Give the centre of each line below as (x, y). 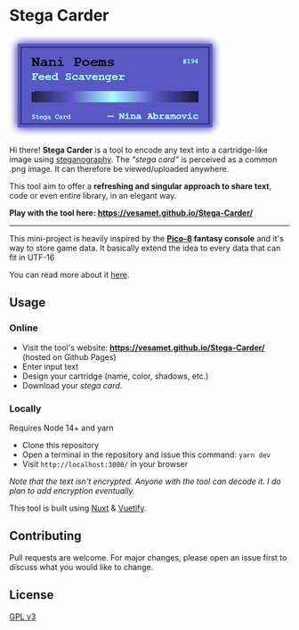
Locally (25, 408)
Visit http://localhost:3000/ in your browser (105, 463)
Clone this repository (61, 445)
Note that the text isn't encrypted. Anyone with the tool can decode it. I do (145, 481)
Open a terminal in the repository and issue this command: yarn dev (146, 454)
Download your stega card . (72, 385)
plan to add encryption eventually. (72, 490)
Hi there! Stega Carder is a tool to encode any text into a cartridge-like (139, 150)
